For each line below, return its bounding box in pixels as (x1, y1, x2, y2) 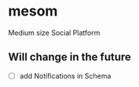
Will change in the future (8, 50, 132, 64)
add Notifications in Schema (19, 71, 112, 80)
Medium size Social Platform (8, 28, 101, 37)
